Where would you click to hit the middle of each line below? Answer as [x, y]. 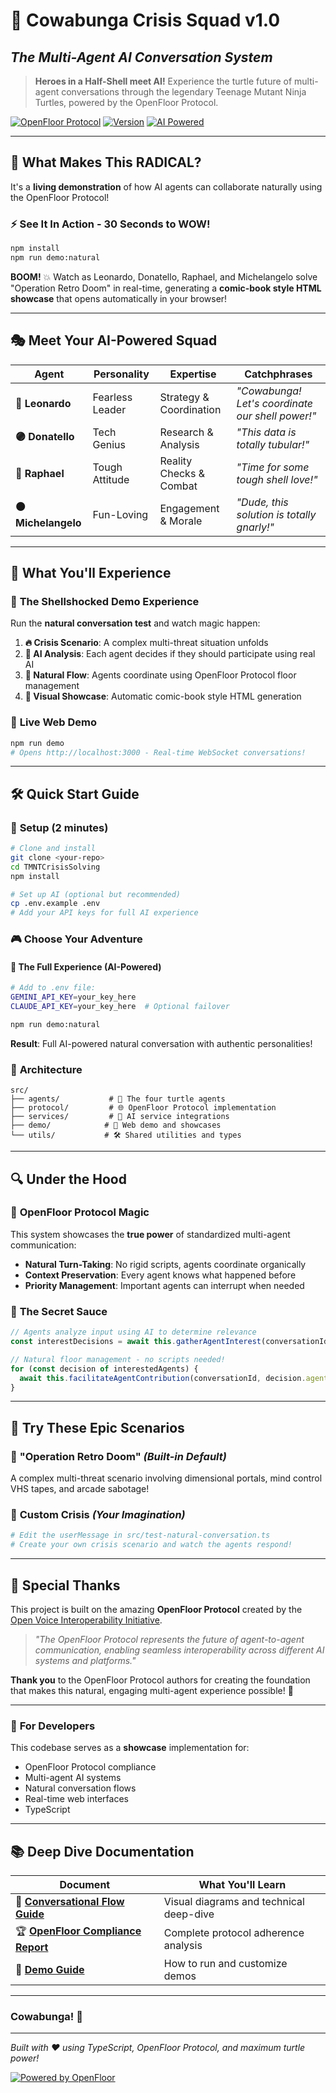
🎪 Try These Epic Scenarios [97, 1427]
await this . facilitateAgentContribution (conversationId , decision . [163, 1378]
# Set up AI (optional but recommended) [96, 894]
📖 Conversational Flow [70, 1902]
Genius [109, 444]
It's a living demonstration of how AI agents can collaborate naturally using [166, 186]
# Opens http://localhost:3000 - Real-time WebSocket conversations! [158, 752]
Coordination [190, 409]
